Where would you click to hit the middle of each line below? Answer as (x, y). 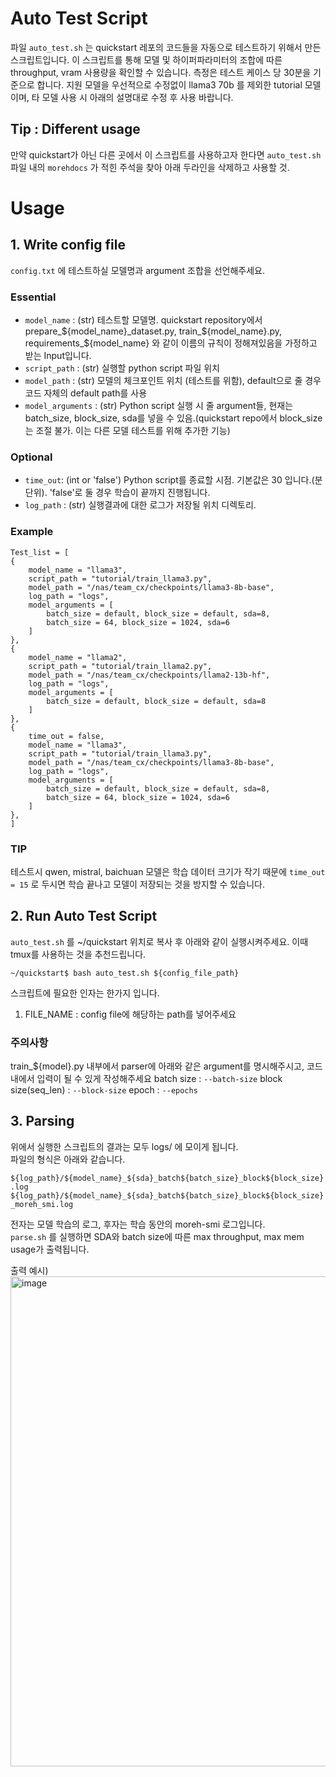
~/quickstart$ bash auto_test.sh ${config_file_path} (125, 973)
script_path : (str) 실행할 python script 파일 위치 (122, 368)
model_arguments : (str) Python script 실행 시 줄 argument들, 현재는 (159, 406)
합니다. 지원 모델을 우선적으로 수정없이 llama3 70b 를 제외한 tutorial (169, 84)
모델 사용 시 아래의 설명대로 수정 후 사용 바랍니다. (137, 97)
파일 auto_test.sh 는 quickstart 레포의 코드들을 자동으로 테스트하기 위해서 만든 (166, 47)
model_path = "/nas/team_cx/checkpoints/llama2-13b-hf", (149, 675)
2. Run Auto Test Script (84, 916)
